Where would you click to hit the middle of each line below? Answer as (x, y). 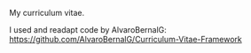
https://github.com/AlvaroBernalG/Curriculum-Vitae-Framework (125, 39)
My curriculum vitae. (47, 13)
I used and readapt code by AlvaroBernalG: (88, 30)
